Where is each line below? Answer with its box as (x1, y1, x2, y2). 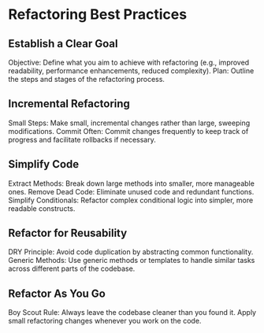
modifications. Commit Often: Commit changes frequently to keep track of (8, 126, 249, 135)
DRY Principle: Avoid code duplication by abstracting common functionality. (8, 247, 254, 257)
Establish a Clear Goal (8, 37, 118, 50)
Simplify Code (8, 157, 80, 171)
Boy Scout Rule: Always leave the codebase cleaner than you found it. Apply (8, 308, 257, 317)
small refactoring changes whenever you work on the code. (8, 316, 202, 326)
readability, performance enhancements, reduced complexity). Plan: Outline (8, 66, 255, 76)
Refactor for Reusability (8, 227, 128, 240)
